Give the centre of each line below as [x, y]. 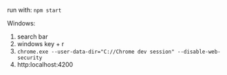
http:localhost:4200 [45, 64]
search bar [32, 36]
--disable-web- [199, 52]
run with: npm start [34, 10]
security [30, 58]
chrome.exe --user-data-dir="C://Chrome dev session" [96, 52]
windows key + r [40, 44]
